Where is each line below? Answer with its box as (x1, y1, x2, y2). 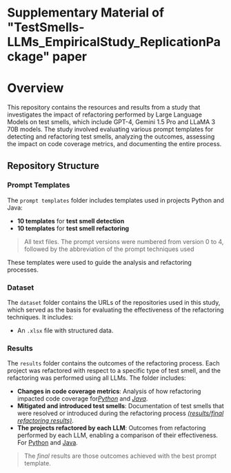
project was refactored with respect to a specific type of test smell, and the (7, 367, 221, 375)
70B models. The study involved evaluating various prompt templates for (7, 125, 214, 134)
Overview (7, 81, 64, 96)
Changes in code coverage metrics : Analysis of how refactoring (17, 388, 201, 396)
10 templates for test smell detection (17, 217, 125, 225)
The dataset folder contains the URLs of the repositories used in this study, (7, 299, 221, 307)
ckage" (7, 49, 50, 65)
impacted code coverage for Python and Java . (17, 394, 148, 403)
